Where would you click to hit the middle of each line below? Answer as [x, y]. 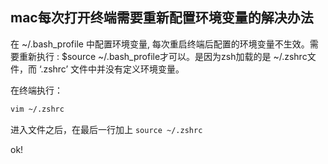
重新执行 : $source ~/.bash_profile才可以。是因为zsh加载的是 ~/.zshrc [163, 56]
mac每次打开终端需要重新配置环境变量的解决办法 [162, 18]
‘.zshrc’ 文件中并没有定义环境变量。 [111, 69]
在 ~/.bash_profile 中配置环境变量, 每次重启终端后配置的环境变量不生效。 [160, 44]
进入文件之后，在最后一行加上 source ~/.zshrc [106, 129]
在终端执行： [36, 90]
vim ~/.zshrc [37, 109]
